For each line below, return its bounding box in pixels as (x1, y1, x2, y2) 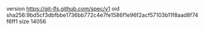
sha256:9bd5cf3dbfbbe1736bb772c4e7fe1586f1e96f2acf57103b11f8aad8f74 (6, 11, 199, 19)
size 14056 (19, 18, 47, 25)
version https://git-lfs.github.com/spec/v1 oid (6, 5, 120, 12)
